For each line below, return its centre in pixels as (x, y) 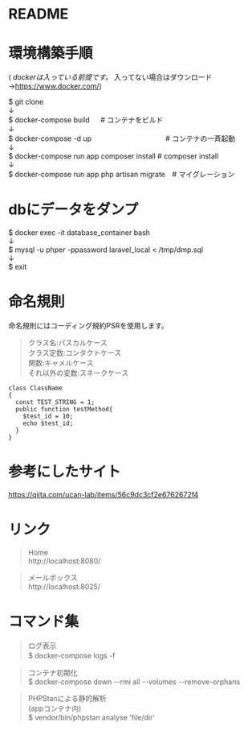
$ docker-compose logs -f (71, 655)
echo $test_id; (48, 423)
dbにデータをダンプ (73, 210)
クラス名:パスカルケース (67, 342)
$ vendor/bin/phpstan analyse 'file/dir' (91, 717)
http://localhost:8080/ (64, 561)
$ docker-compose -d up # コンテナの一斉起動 (122, 138)
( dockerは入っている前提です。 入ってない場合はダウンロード (110, 77)
